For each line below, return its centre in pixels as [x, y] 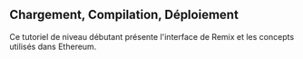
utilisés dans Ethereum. [53, 46]
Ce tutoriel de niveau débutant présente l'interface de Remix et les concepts [152, 36]
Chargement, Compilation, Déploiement [124, 15]
